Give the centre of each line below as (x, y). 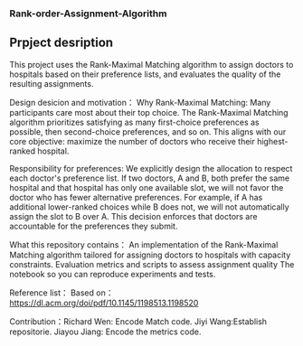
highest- (272, 141)
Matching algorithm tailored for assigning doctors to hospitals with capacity (150, 255)
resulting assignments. (52, 83)
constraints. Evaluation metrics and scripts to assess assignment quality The (152, 264)
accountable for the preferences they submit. (94, 226)
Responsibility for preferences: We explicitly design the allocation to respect (151, 168)
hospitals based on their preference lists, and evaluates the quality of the (145, 74)
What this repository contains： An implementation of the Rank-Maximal (144, 244)
